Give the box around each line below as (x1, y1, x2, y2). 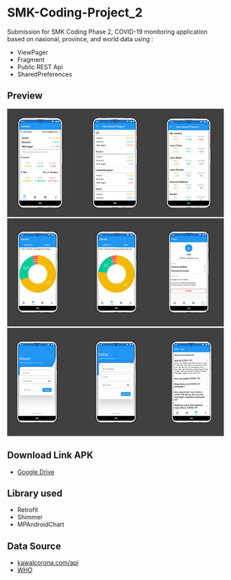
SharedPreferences (16, 70, 72, 78)
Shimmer (16, 513, 43, 522)
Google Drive (16, 467, 55, 476)
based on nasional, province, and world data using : (7, 34, 153, 43)
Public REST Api (16, 63, 63, 71)
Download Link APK (7, 449, 94, 461)
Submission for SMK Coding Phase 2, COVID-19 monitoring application (7, 27, 208, 36)
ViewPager (16, 48, 49, 56)
